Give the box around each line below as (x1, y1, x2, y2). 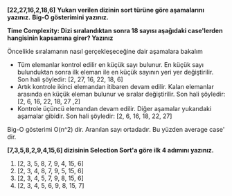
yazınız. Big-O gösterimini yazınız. (7, 13, 109, 21)
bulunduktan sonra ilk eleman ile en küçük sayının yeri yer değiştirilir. (17, 68, 214, 76)
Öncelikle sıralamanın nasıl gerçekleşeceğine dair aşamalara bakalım (7, 48, 203, 55)
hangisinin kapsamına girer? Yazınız (7, 34, 114, 42)
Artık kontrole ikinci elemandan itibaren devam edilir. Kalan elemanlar (17, 83, 215, 90)
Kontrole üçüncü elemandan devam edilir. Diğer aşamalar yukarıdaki (17, 105, 212, 112)
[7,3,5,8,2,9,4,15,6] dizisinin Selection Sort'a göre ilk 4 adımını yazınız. (7, 146, 214, 154)
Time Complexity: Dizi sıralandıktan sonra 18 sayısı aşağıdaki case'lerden (7, 27, 223, 35)
